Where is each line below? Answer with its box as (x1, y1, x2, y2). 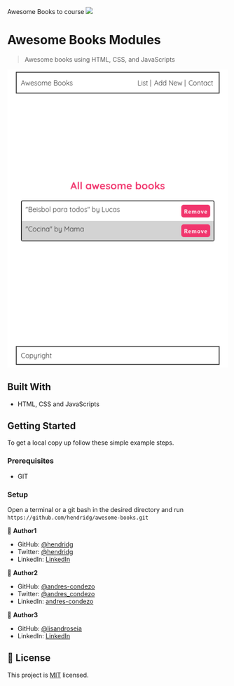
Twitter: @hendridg (17, 547, 74, 556)
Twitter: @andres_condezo (17, 589, 95, 598)
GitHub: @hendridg (17, 540, 74, 549)
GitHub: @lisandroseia (17, 624, 83, 633)
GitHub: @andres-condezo (17, 582, 95, 591)
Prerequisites (7, 456, 54, 466)
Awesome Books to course (7, 8, 85, 15)
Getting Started (7, 419, 76, 431)
